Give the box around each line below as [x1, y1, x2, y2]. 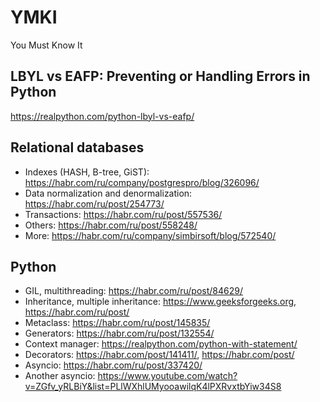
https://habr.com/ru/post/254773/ [24, 197, 165, 210]
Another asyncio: [24, 370, 96, 382]
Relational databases [10, 139, 145, 156]
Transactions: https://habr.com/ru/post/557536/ [24, 208, 223, 220]
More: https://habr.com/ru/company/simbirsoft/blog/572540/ [24, 229, 277, 241]
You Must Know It [10, 39, 83, 51]
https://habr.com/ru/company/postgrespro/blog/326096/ [24, 176, 260, 188]
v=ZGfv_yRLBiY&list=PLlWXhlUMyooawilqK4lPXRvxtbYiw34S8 [24, 381, 282, 393]
